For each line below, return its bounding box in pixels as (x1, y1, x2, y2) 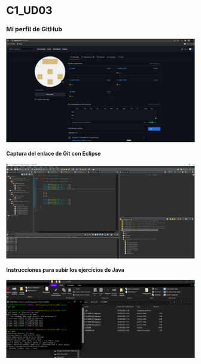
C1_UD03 (6, 4, 53, 17)
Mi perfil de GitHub (6, 25, 63, 34)
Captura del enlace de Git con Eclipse (6, 150, 101, 157)
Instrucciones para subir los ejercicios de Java (6, 266, 124, 274)
